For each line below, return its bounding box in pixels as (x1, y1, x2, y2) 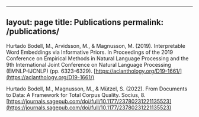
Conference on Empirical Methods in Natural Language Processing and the (6, 54, 189, 62)
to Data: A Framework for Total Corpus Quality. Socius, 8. (6, 91, 146, 98)
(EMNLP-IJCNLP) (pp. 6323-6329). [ (6, 67, 96, 74)
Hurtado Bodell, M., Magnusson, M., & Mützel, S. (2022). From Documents (6, 85, 188, 92)
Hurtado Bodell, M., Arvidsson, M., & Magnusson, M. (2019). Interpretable (6, 42, 185, 49)
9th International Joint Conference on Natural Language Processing (6, 61, 172, 68)
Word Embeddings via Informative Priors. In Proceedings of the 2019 (6, 48, 174, 56)
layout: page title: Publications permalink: (6, 17, 164, 27)
